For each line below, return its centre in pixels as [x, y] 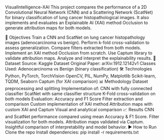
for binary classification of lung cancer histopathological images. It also [77, 17]
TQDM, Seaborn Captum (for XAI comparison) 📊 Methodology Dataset [77, 81]
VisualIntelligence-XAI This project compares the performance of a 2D [76, 7]
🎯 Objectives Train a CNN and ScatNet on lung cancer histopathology [75, 37]
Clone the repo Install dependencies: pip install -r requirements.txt [72, 132]
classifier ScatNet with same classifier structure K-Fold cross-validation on [80, 93]
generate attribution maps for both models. [48, 28]
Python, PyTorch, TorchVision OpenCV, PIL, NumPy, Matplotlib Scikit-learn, [81, 76]
